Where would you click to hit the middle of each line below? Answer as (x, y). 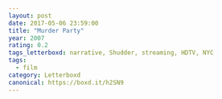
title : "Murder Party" (46, 30)
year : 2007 (27, 38)
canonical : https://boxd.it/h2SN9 (66, 82)
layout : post (30, 16)
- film (27, 68)
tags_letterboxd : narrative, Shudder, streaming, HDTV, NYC (111, 53)
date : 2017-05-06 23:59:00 (53, 23)
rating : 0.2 (28, 46)
